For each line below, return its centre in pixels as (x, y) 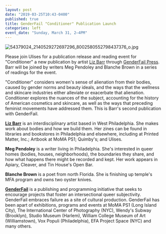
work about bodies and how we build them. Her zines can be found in (76, 129)
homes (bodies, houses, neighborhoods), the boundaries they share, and (80, 154)
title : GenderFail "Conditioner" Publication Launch (61, 24)
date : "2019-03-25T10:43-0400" (37, 14)
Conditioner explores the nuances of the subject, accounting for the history (82, 98)
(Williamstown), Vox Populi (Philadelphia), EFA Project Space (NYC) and (78, 221)
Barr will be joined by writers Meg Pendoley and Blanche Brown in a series (81, 67)
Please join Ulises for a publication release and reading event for (71, 57)
